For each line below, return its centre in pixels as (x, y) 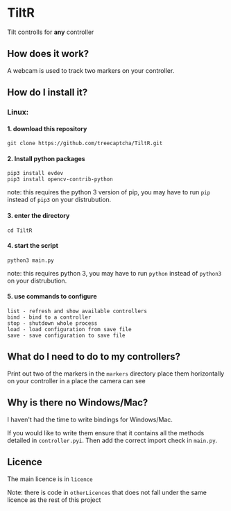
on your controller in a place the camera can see (76, 380)
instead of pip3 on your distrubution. (59, 200)
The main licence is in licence (50, 479)
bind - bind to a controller (49, 317)
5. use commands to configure (52, 296)
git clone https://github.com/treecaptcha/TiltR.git (85, 144)
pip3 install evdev (35, 174)
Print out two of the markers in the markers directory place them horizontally (116, 374)
